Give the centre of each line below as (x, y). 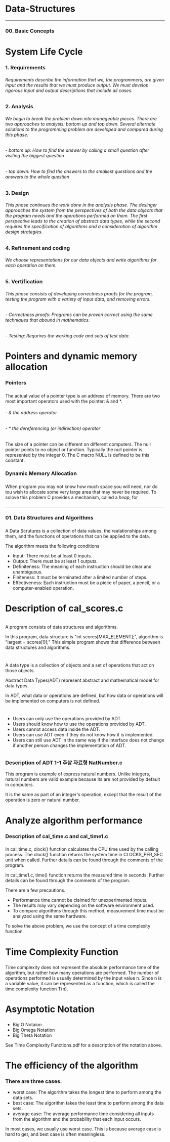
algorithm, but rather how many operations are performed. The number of (82, 973)
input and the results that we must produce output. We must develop (77, 85)
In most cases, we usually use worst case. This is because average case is (83, 1129)
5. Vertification (24, 281)
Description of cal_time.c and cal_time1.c (57, 836)
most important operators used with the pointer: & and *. (64, 401)
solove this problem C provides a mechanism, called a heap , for (72, 497)
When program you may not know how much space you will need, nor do (81, 487)
